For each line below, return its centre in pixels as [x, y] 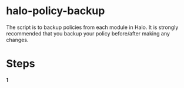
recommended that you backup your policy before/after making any [88, 33]
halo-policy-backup [56, 11]
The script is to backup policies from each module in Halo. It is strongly [92, 27]
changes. [17, 40]
